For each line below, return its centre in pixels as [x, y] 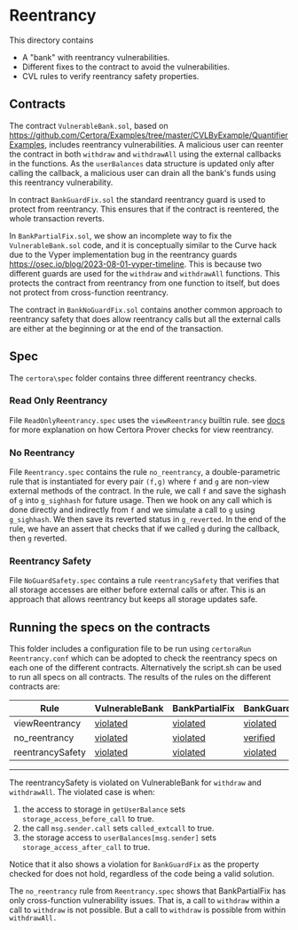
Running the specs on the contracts [110, 627]
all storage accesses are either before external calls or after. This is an [137, 590]
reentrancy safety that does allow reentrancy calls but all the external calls [145, 319]
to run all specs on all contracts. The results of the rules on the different [140, 677]
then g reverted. [38, 538]
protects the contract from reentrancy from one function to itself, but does [145, 283]
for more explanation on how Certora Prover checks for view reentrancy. [141, 429]
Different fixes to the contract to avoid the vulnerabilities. [126, 67]
